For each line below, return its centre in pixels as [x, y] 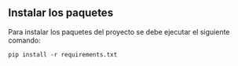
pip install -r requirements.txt [63, 54]
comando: [24, 40]
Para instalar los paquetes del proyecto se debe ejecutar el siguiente [119, 31]
